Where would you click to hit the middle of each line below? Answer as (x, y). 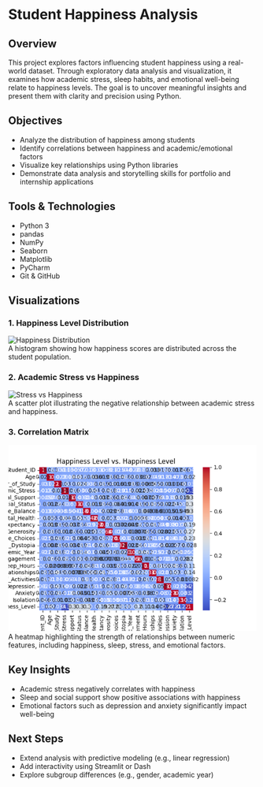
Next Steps (36, 739)
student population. (40, 357)
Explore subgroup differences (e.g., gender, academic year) (117, 774)
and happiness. (33, 411)
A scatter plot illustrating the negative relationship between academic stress (131, 403)
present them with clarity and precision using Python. (95, 96)
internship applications (57, 181)
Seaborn (33, 251)
